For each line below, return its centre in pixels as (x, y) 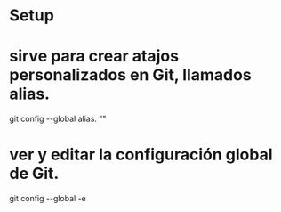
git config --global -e (48, 199)
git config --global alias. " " (58, 119)
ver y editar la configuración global (141, 155)
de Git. (34, 174)
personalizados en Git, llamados (130, 75)
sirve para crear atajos (94, 57)
